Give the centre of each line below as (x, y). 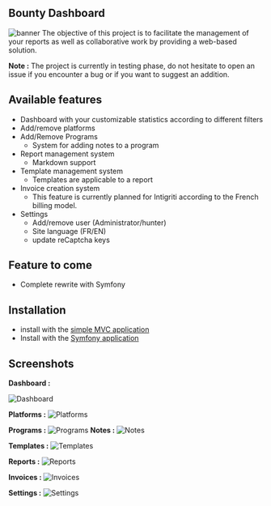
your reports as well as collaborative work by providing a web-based (123, 41)
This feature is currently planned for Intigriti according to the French (145, 197)
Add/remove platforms (57, 128)
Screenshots (41, 364)
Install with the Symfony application (79, 338)
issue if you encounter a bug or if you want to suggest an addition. (119, 74)
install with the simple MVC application (85, 330)
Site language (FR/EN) (69, 231)
